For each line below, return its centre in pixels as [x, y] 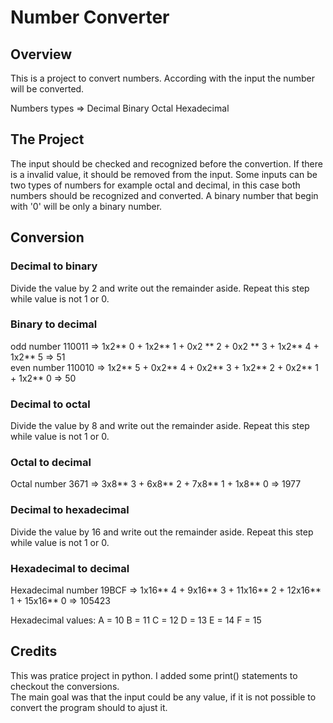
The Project [47, 139]
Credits [34, 651]
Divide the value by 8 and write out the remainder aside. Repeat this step [160, 426]
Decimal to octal [50, 404]
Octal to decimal [51, 463]
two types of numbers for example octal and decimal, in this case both [155, 185]
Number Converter [90, 17]
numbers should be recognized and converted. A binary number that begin [164, 195]
